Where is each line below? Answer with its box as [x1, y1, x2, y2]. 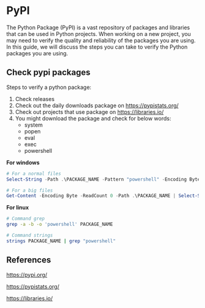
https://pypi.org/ [6, 271, 48, 278]
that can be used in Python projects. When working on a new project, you [6, 30, 191, 37]
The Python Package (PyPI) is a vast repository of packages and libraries [6, 24, 190, 31]
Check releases [15, 95, 55, 102]
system [24, 121, 43, 128]
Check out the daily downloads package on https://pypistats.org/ [15, 102, 179, 109]
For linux [6, 204, 29, 211]
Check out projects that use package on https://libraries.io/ [15, 108, 164, 116]
